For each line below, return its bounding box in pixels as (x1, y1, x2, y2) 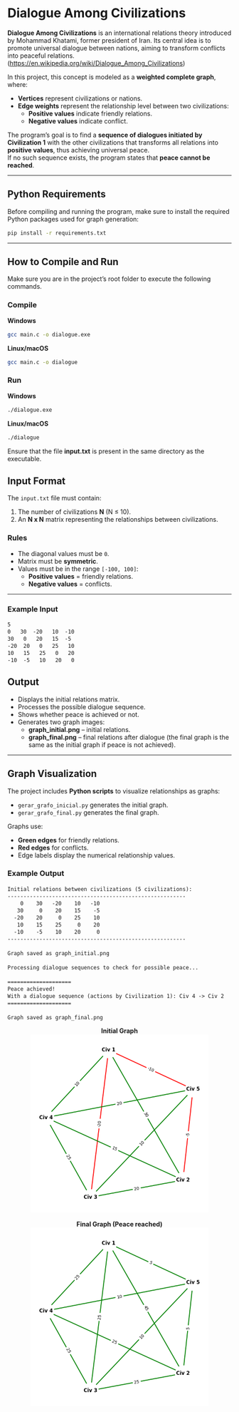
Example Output (7, 868, 65, 878)
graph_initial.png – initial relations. (28, 725, 131, 733)
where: (7, 80, 28, 88)
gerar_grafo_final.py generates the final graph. (17, 808, 159, 817)
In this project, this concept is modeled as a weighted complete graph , (7, 73, 216, 81)
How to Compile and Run (7, 256, 119, 268)
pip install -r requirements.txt (7, 230, 107, 237)
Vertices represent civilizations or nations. (17, 94, 143, 103)
